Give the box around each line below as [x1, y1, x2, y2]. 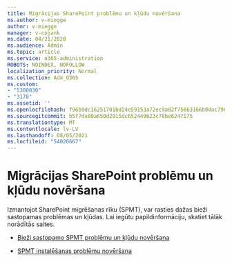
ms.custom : [7, 81, 39, 88]
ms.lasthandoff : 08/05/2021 [7, 132, 88, 139]
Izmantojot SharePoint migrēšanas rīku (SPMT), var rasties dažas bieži [7, 205, 208, 214]
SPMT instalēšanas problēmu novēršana [17, 247, 133, 255]
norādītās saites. [7, 220, 55, 228]
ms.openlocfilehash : [7, 106, 67, 113]
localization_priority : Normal [7, 68, 97, 74]
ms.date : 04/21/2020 [7, 36, 67, 43]
